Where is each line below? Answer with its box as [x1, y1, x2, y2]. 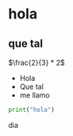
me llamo [19, 90, 50, 100]
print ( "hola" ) [8, 106, 56, 114]
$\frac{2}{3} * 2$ [8, 58, 65, 67]
